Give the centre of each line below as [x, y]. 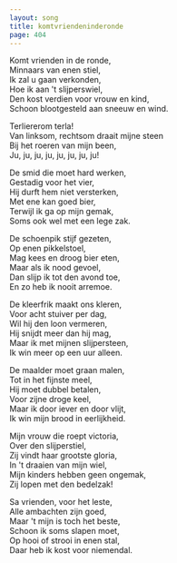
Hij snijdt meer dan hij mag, [60, 333]
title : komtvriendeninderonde [67, 26]
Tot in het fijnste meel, [51, 380]
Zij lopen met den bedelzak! [61, 484]
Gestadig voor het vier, [52, 183]
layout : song [34, 18]
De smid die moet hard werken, [68, 173]
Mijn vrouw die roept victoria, [64, 436]
